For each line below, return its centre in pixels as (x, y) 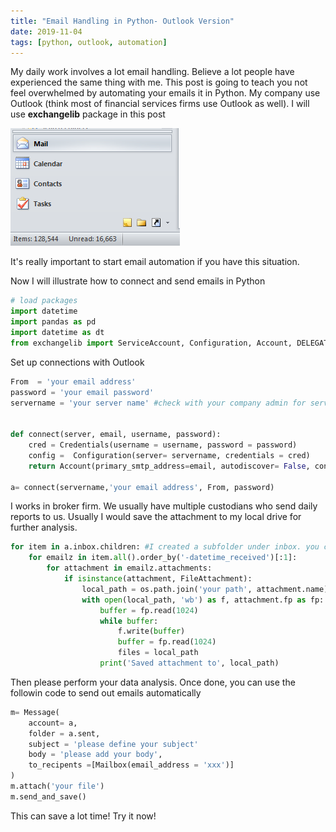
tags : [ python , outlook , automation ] (89, 42)
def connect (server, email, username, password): (116, 435)
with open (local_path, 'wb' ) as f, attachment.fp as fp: (203, 600)
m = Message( (35, 712)
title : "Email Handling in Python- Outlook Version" (122, 21)
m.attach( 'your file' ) (57, 786)
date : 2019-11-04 (46, 31)
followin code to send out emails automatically (106, 692)
